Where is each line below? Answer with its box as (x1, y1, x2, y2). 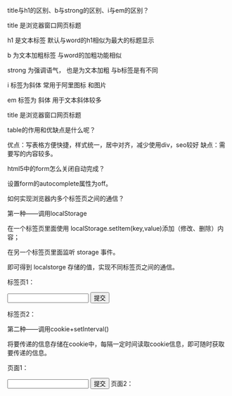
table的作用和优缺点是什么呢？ (7, 126, 96, 134)
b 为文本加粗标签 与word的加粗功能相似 (7, 51, 122, 59)
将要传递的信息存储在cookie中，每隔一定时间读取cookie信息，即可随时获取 (7, 340, 225, 348)
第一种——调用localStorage (7, 210, 87, 217)
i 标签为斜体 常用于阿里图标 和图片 (7, 81, 107, 89)
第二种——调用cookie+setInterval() (7, 325, 109, 333)
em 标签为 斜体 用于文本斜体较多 (7, 96, 102, 104)
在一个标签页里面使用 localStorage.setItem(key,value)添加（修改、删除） (7, 224, 218, 232)
